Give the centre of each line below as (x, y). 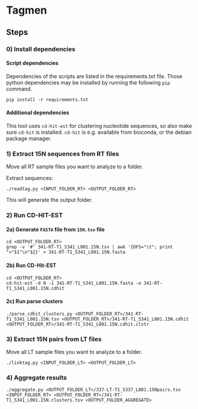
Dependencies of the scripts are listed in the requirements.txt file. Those (94, 76)
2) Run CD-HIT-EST (35, 215)
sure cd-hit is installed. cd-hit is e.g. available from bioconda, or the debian (99, 132)
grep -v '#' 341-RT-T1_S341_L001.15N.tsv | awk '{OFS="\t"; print (90, 247)
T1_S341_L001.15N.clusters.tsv (45, 400)
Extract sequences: (30, 178)
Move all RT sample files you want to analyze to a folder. (75, 167)
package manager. (29, 138)
